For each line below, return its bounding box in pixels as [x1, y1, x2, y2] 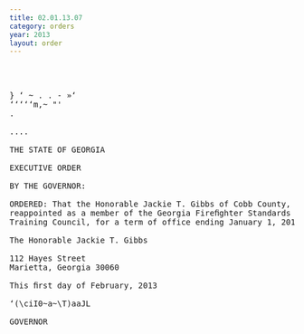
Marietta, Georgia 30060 [9, 262, 119, 272]
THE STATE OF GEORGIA [9, 145, 106, 155]
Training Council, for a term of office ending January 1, [9, 217, 278, 227]
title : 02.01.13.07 [9, 13, 83, 23]
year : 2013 [9, 30, 51, 39]
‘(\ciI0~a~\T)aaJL [9, 299, 91, 309]
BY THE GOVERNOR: [9, 181, 86, 191]
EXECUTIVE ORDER [9, 163, 81, 173]
